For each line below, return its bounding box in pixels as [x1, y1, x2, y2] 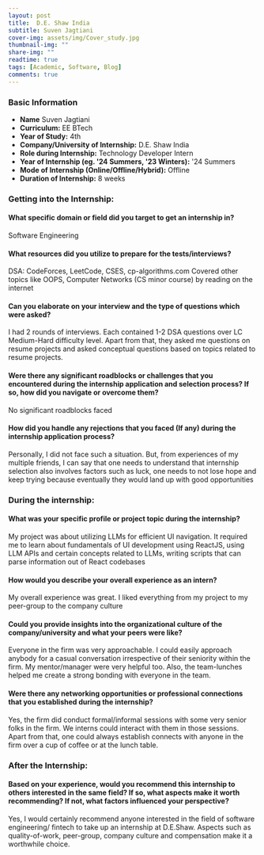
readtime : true [8, 56, 58, 64]
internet [8, 283, 34, 293]
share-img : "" [8, 48, 55, 56]
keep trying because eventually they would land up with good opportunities [8, 475, 255, 484]
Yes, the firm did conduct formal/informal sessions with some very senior [8, 715, 247, 724]
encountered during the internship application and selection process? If [8, 380, 249, 389]
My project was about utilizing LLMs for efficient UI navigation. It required [8, 532, 247, 541]
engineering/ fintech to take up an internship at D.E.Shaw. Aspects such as [8, 822, 251, 832]
